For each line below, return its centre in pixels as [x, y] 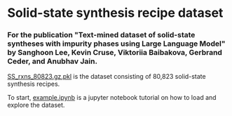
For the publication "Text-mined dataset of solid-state [101, 35]
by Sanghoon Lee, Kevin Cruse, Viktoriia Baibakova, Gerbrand [115, 53]
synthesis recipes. [34, 84]
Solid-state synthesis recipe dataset [115, 13]
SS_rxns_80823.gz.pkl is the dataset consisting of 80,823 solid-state [107, 77]
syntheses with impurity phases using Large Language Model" [116, 44]
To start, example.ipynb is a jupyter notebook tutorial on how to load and [112, 98]
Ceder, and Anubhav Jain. [53, 61]
